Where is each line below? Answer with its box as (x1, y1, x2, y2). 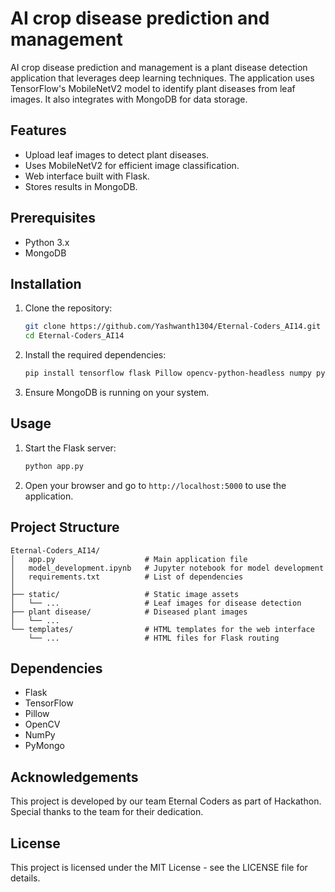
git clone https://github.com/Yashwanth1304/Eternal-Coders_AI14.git (24, 322, 322, 332)
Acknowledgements (10, 768, 139, 786)
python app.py (24, 461, 84, 471)
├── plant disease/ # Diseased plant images (10, 607, 248, 617)
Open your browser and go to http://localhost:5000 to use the (24, 479, 287, 491)
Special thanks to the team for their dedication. (10, 806, 204, 818)
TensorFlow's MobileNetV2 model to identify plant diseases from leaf (10, 82, 296, 94)
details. (10, 872, 41, 884)
